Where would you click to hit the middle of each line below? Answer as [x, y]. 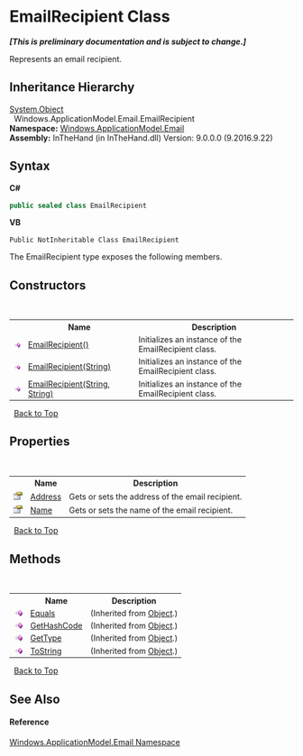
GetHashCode [56, 626]
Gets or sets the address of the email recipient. [156, 496]
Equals [43, 613]
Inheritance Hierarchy [72, 87]
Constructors [48, 285]
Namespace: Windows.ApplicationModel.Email [97, 128]
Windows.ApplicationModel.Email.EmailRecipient [104, 118]
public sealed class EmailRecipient [78, 205]
